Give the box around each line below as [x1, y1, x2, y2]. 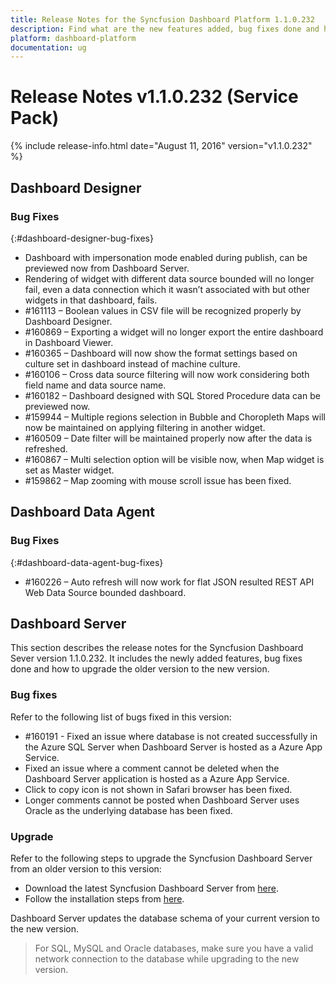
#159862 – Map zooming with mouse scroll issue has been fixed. [24, 474, 292, 486]
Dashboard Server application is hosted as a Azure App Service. [24, 772, 290, 785]
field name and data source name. [24, 379, 167, 391]
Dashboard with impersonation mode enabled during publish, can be [24, 251, 308, 263]
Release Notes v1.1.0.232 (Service [10, 86, 299, 108]
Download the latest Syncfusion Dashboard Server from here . [24, 882, 279, 894]
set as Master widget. [24, 464, 115, 476]
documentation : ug [10, 42, 87, 53]
